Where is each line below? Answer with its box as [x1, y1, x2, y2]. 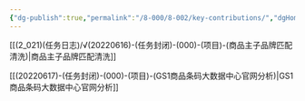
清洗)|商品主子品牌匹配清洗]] [9, 51, 116, 62]
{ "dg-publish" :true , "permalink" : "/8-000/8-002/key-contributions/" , [9, 13, 274, 23]
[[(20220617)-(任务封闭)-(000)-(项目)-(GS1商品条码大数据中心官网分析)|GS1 [9, 70, 294, 81]
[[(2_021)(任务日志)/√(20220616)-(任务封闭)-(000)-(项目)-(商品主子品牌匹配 [9, 39, 293, 50]
